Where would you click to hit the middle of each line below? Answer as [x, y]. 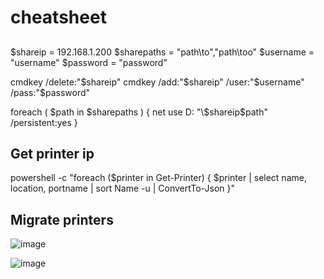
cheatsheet [58, 17]
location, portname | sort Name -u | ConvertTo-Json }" [122, 188]
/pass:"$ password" [50, 92]
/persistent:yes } [44, 122]
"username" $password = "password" [89, 62]
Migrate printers [62, 219]
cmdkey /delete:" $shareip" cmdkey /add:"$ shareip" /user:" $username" [157, 82]
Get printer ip [52, 153]
